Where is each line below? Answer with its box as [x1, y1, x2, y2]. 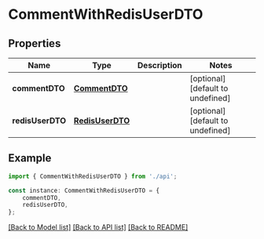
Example [8, 151, 52, 165]
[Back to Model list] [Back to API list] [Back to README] [8, 223, 189, 232]
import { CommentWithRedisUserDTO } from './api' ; [8, 172, 178, 180]
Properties [8, 37, 61, 50]
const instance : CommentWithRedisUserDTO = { [8, 186, 159, 194]
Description [137, 60, 182, 71]
